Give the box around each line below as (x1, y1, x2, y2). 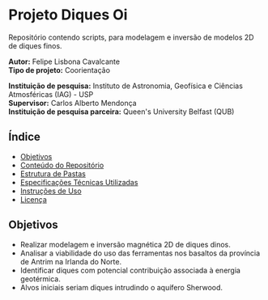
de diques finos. (8, 40, 62, 50)
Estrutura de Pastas (19, 168, 87, 179)
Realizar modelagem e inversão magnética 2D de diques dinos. (19, 239, 231, 249)
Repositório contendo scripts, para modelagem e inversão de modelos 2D (8, 32, 254, 42)
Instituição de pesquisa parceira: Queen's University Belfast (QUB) (8, 107, 235, 116)
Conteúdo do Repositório (19, 160, 104, 170)
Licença (19, 194, 47, 204)
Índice (8, 130, 40, 144)
